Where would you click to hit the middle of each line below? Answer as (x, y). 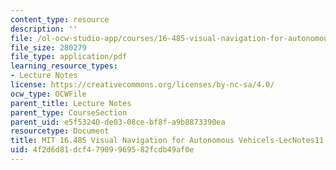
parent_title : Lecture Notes (71, 103)
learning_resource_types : (64, 66)
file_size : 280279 (48, 47)
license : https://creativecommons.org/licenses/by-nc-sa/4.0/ (142, 85)
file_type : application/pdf (69, 57)
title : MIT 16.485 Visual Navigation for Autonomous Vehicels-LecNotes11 (167, 141)
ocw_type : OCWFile (48, 94)
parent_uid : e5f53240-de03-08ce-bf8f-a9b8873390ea (118, 122)
